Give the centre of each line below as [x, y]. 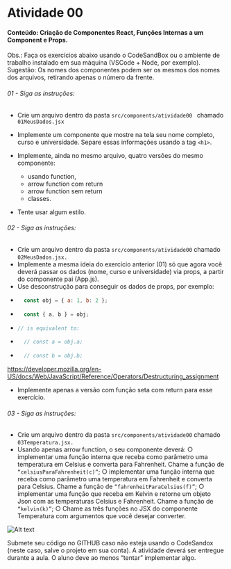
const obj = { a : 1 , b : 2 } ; [66, 300]
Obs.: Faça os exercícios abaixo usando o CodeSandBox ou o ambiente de [114, 55]
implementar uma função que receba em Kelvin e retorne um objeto [114, 494]
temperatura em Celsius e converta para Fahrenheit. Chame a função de [121, 465]
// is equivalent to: [48, 328]
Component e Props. [37, 40]
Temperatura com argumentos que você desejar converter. [101, 516]
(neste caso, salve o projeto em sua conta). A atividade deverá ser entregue [115, 550]
